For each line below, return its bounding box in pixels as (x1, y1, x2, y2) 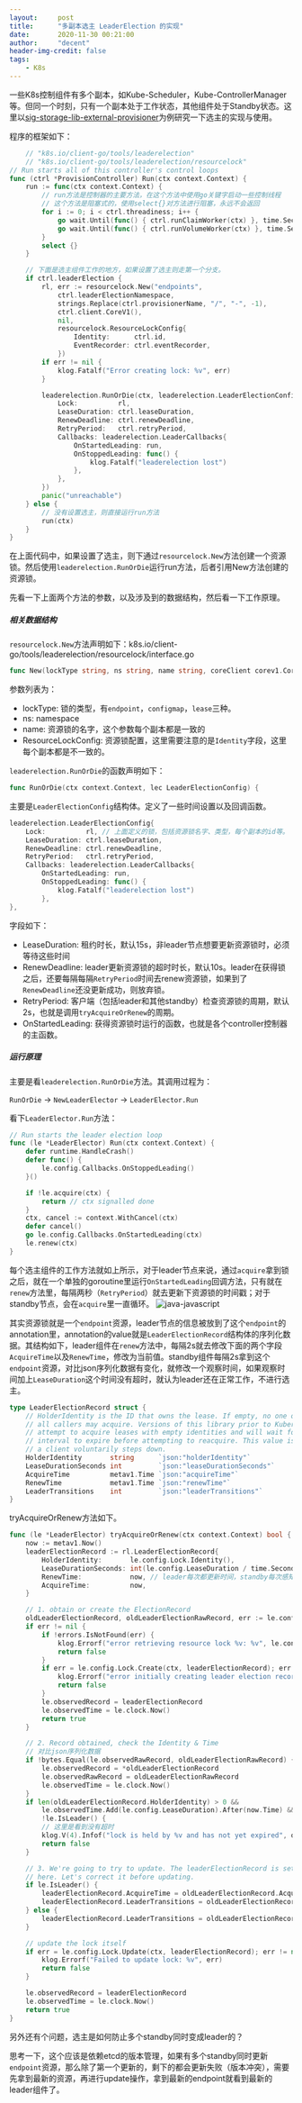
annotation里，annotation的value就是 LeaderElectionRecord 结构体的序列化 (9, 1328, 283, 1339)
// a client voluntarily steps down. (25, 1445, 167, 1455)
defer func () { (25, 1156, 83, 1165)
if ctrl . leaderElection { (25, 274, 123, 284)
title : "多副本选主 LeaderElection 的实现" (9, 22, 184, 31)
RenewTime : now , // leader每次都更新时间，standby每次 (41, 1573, 282, 1582)
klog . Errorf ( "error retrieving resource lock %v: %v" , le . (57, 1638, 283, 1648)
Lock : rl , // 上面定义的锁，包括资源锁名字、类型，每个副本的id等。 (25, 827, 289, 836)
